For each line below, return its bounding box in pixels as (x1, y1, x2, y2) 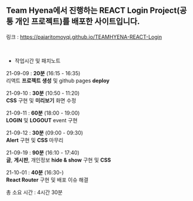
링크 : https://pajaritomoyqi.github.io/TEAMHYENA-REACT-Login (6, 33, 162, 40)
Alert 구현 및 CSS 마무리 (6, 136, 64, 143)
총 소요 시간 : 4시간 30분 (6, 189, 63, 196)
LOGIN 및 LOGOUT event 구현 (6, 116, 78, 123)
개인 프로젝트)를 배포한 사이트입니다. (15, 16, 140, 26)
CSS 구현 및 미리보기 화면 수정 (6, 96, 76, 104)
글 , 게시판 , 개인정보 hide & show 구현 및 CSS (6, 156, 111, 163)
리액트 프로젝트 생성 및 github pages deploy (6, 77, 110, 84)
